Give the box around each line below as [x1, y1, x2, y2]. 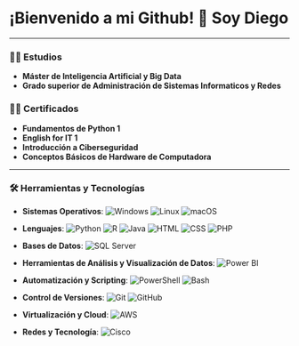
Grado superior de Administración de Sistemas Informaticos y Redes [21, 80, 282, 92]
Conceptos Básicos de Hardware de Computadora [21, 151, 212, 162]
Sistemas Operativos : [21, 205, 104, 216]
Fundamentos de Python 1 [21, 123, 121, 133]
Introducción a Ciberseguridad [21, 141, 139, 152]
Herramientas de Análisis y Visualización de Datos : [21, 257, 215, 268]
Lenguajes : [21, 222, 65, 234]
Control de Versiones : [21, 292, 105, 302]
